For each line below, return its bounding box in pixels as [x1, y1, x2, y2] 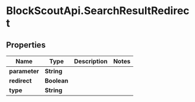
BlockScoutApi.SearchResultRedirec [6, 4, 190, 18]
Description [74, 57, 108, 65]
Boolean [45, 77, 69, 84]
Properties [6, 40, 46, 50]
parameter [9, 67, 39, 75]
